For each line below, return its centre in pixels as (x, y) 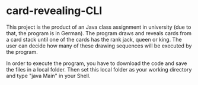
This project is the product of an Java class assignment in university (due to (99, 27)
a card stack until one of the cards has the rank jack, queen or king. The (94, 39)
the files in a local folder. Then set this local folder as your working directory (99, 69)
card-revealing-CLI (54, 11)
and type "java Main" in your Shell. (48, 76)
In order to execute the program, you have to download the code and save (97, 63)
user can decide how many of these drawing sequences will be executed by (99, 46)
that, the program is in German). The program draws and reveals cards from (99, 33)
